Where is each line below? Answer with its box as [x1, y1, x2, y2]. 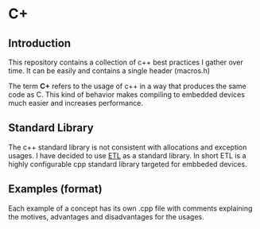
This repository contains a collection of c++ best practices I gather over [8, 57, 244, 67]
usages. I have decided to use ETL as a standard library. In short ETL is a [8, 150, 246, 160]
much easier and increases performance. [8, 99, 143, 107]
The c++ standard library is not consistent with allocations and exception [8, 142, 247, 152]
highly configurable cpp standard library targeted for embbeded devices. [8, 159, 248, 169]
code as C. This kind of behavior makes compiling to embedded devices [8, 90, 245, 99]
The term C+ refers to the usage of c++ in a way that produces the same [8, 81, 246, 91]
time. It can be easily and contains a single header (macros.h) [8, 66, 211, 76]
